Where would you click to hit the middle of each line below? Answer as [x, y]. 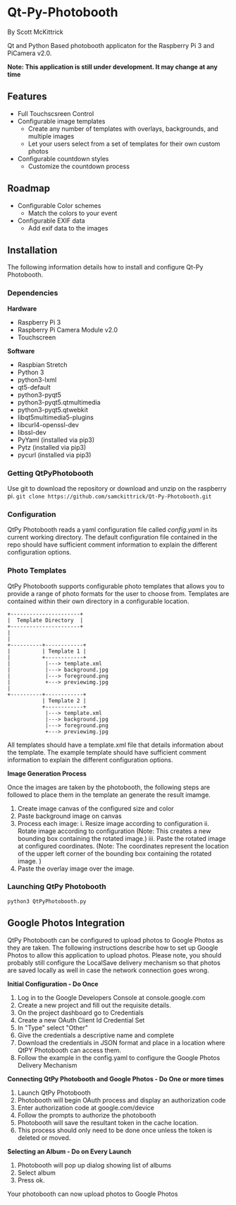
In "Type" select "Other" [52, 1028]
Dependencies [33, 293]
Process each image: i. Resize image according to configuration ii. [113, 823]
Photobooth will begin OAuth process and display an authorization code [122, 1100]
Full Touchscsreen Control [56, 113]
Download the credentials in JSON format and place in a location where [121, 1042]
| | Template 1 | [47, 651]
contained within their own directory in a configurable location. [98, 601]
